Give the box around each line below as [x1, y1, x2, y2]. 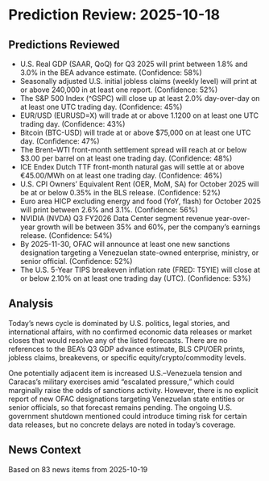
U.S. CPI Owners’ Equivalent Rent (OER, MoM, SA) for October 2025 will [19, 179, 259, 189]
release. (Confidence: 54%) [19, 231, 113, 240]
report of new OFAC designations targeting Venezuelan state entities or [8, 394, 245, 404]
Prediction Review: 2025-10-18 [8, 6, 221, 24]
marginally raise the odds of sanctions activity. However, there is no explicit [8, 385, 259, 395]
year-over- [214, 214, 250, 223]
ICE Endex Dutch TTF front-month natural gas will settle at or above [19, 162, 245, 171]
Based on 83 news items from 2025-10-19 [8, 464, 148, 474]
